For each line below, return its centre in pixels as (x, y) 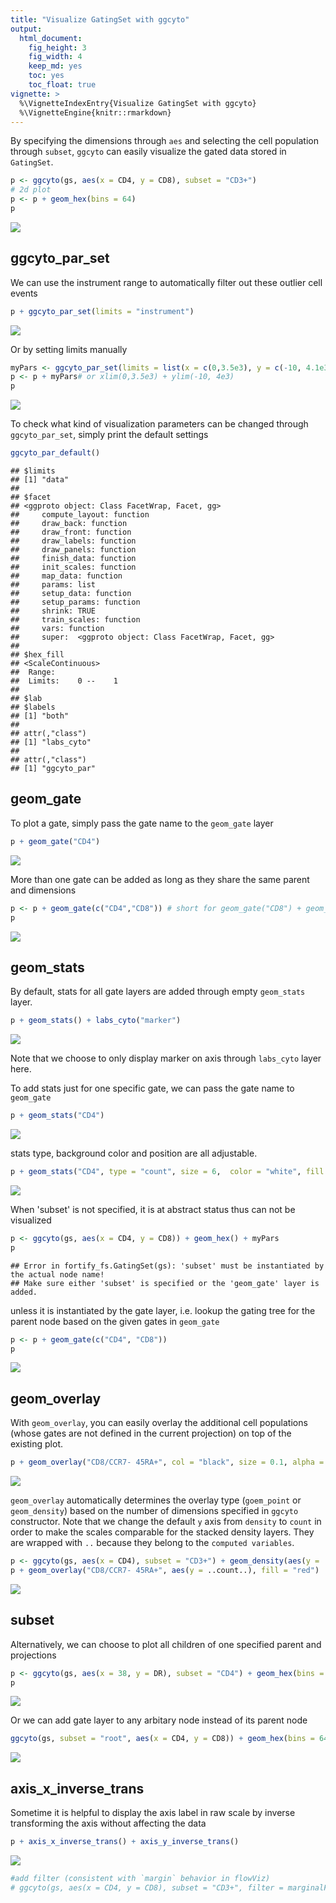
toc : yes (46, 76)
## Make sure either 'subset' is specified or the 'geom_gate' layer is (165, 1283)
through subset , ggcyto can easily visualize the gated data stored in (148, 152)
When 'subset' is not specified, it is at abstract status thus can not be (153, 1209)
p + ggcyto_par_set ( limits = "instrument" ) (102, 311)
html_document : (51, 38)
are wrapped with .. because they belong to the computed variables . (152, 1543)
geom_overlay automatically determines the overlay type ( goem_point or (156, 1500)
